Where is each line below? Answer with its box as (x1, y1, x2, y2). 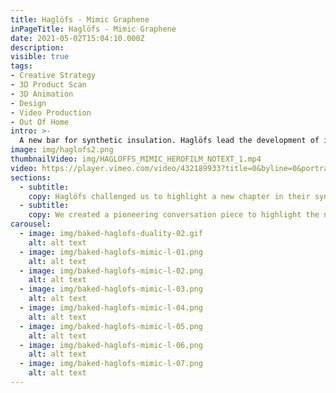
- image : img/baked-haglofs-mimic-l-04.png (19, 303, 203, 313)
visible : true (10, 52, 70, 62)
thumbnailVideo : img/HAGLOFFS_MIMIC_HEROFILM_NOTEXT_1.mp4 (10, 154, 262, 164)
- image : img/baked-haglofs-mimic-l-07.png (19, 359, 203, 369)
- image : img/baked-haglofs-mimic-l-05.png (19, 321, 203, 331)
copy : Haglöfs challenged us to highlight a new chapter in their (28, 191, 311, 201)
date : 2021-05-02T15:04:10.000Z (10, 33, 145, 43)
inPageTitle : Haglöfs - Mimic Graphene (10, 24, 177, 34)
